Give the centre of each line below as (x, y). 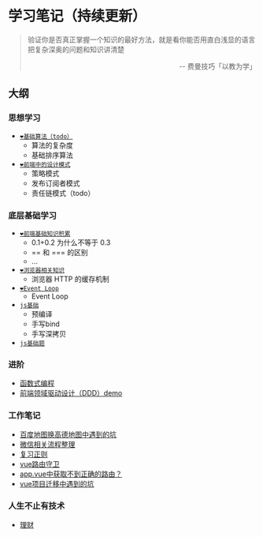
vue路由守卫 (40, 464)
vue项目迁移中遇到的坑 (57, 483)
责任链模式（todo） (63, 193)
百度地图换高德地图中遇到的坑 (68, 434)
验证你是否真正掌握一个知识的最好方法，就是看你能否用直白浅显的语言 (141, 39)
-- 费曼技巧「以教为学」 (218, 66)
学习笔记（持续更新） (78, 16)
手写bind (46, 324)
